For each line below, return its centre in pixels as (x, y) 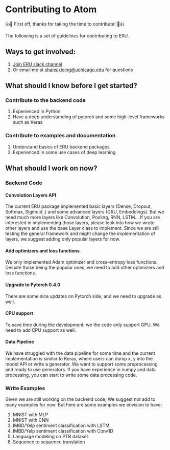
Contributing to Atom (51, 9)
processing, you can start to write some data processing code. (71, 375)
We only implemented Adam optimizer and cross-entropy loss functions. (81, 262)
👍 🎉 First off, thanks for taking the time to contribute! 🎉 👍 (65, 24)
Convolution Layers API (31, 195)
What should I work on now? (51, 168)
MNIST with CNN (31, 420)
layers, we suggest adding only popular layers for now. (63, 239)
